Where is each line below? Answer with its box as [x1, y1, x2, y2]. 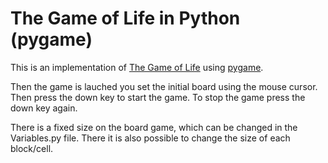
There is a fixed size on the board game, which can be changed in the [10, 121, 298, 133]
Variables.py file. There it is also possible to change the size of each [10, 132, 291, 144]
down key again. [10, 102, 78, 114]
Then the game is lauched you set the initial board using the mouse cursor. [10, 80, 318, 92]
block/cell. [10, 142, 54, 154]
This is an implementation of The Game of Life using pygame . [10, 61, 264, 73]
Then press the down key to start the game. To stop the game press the [10, 91, 306, 103]
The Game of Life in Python [10, 7, 241, 30]
